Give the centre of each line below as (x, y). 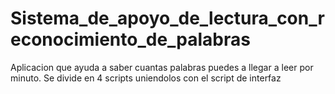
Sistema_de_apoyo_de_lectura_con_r (167, 18)
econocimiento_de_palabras (130, 39)
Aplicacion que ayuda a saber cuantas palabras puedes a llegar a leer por (162, 67)
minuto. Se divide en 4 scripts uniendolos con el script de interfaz (146, 78)
